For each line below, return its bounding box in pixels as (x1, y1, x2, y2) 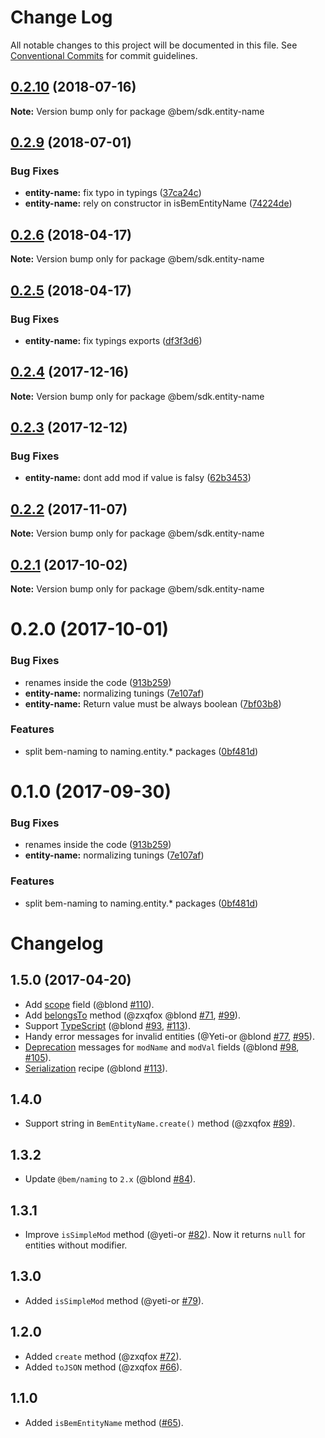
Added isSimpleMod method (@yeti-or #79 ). (24, 1294, 205, 1306)
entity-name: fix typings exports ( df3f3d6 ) (24, 334, 203, 346)
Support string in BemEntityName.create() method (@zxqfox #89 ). (24, 1117, 296, 1130)
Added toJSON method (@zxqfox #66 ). (24, 1361, 183, 1373)
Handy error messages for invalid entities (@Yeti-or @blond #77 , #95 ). (24, 1030, 315, 1042)
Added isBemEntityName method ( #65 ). (24, 1416, 184, 1428)
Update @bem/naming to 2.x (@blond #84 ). (24, 1173, 197, 1185)
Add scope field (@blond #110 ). (24, 998, 155, 1010)
